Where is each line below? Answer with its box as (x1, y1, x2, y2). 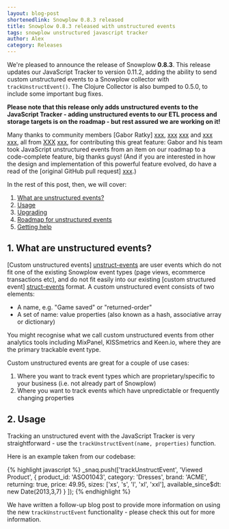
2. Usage (7, 413, 46, 425)
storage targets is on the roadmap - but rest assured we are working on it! (7, 118, 221, 125)
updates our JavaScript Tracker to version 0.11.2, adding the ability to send (7, 68, 217, 76)
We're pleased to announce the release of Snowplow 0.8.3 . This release (7, 61, 211, 68)
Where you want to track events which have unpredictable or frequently (16, 386, 220, 394)
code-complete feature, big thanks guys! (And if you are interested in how (7, 153, 216, 161)
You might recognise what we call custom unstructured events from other (7, 331, 215, 339)
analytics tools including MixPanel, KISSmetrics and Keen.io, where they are (7, 338, 221, 346)
